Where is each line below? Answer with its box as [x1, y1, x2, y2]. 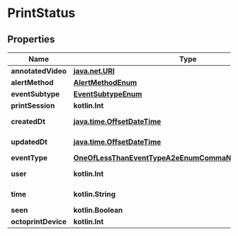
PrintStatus [7, 5, 76, 21]
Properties [7, 33, 55, 45]
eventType [11, 153, 48, 162]
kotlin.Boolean [73, 206, 123, 215]
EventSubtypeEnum [73, 89, 142, 99]
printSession [11, 101, 55, 111]
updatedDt [11, 137, 48, 147]
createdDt [11, 117, 46, 126]
